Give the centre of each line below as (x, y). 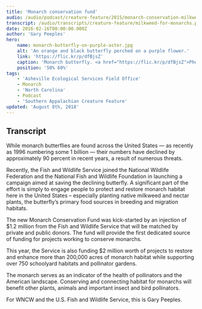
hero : (13, 40)
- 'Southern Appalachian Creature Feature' (72, 101)
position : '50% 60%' (43, 68)
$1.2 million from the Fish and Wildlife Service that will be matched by (92, 227)
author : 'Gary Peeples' (36, 34)
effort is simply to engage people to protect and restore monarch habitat (96, 189)
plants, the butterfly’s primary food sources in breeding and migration (92, 202)
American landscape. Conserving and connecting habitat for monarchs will (99, 282)
